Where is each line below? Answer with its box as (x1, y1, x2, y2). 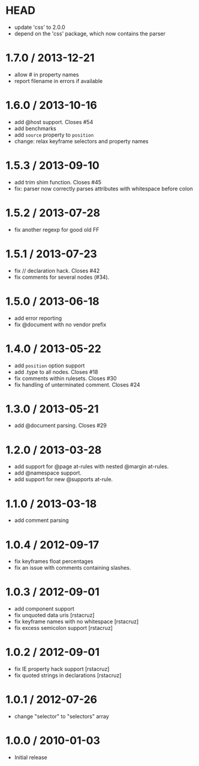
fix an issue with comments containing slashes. (14, 564, 131, 571)
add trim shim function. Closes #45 (14, 178, 102, 185)
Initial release (14, 754, 47, 761)
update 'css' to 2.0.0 (14, 23, 65, 31)
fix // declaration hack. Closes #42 (14, 267, 100, 274)
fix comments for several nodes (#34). (14, 273, 110, 281)
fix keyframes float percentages (14, 558, 94, 565)
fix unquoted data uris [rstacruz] (14, 612, 95, 619)
